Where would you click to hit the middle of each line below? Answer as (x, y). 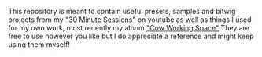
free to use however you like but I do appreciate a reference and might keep (131, 36)
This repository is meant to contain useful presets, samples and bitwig (122, 11)
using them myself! (39, 45)
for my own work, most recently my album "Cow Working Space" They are (129, 28)
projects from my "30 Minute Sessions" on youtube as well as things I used (130, 20)
